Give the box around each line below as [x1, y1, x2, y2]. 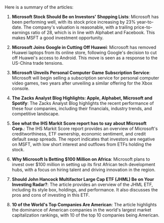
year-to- [136, 19, 154, 25]
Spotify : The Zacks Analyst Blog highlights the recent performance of [11, 100, 154, 106]
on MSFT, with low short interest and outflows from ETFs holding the [11, 141, 152, 147]
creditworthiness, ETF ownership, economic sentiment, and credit [11, 131, 146, 136]
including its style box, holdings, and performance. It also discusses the [11, 187, 158, 192]
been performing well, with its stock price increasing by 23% [11, 19, 136, 25]
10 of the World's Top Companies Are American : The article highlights [11, 202, 157, 207]
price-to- [133, 24, 153, 30]
